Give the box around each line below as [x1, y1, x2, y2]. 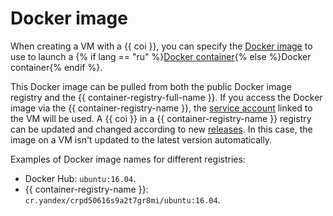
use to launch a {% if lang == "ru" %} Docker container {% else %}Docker [10, 50, 312, 62]
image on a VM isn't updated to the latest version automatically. [10, 133, 273, 146]
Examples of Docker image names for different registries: [10, 153, 246, 165]
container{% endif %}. [10, 61, 103, 73]
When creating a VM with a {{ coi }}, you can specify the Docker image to [10, 40, 313, 52]
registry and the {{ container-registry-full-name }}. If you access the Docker [10, 91, 323, 103]
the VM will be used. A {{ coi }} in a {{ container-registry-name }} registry [10, 112, 312, 124]
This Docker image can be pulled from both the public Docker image [10, 80, 292, 92]
